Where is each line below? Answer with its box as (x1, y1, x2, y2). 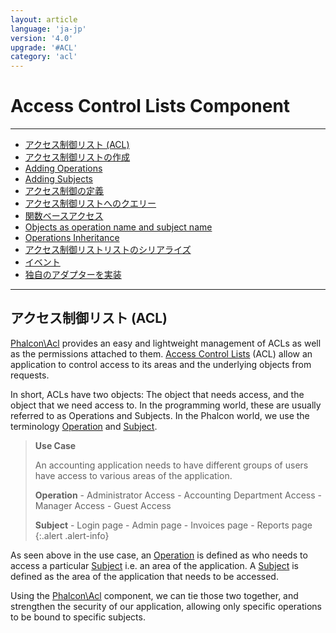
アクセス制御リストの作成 (24, 151, 131, 163)
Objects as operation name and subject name (24, 221, 213, 233)
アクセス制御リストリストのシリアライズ (24, 244, 192, 256)
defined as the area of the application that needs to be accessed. (10, 570, 279, 582)
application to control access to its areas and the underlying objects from (10, 358, 312, 370)
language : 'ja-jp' (10, 24, 87, 34)
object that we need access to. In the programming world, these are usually (10, 399, 322, 411)
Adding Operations (24, 162, 103, 175)
